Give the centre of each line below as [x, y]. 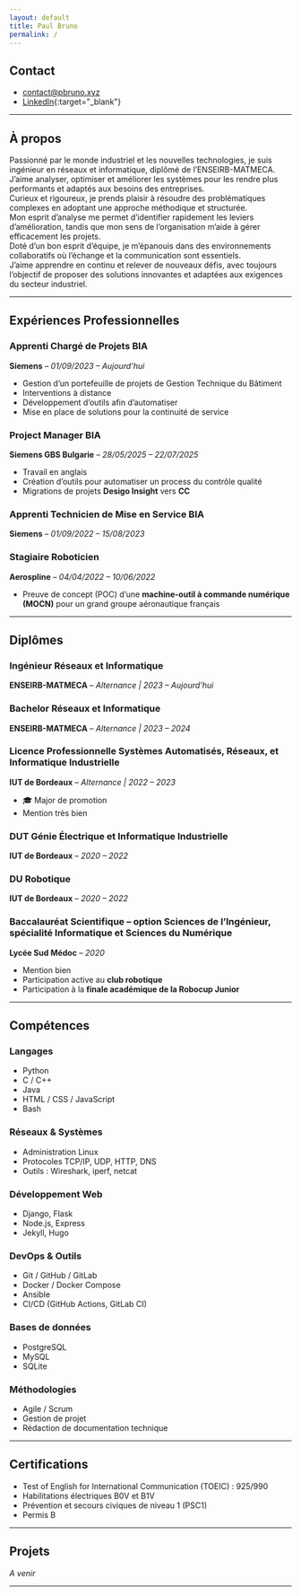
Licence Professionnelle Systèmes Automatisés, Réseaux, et [144, 751]
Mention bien [47, 969]
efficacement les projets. [55, 236]
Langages [31, 1051]
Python [35, 1071]
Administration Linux [60, 1152]
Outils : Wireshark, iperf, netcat [79, 1171]
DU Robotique [40, 879]
